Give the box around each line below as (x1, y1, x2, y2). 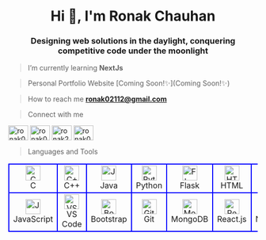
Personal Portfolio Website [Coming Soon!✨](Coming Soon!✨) (27, 78, 230, 88)
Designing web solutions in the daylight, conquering (30, 36, 236, 47)
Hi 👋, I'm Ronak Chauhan (50, 7, 216, 25)
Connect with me (27, 110, 84, 120)
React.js (217, 214, 247, 225)
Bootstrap (90, 214, 127, 225)
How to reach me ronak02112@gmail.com (27, 94, 168, 104)
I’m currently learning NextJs (27, 63, 123, 73)
